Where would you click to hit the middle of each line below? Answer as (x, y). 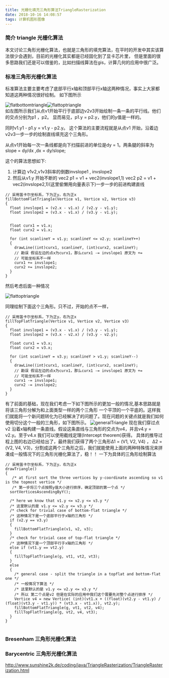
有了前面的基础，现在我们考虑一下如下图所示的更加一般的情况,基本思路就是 (83, 403)
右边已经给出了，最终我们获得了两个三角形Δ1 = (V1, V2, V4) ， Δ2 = (92, 441)
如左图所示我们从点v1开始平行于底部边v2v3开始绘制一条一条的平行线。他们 (83, 111)
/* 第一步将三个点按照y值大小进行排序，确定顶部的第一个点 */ (68, 487)
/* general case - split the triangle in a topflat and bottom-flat (88, 574)
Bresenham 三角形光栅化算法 (41, 639)
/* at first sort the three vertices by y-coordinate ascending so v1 (88, 478)
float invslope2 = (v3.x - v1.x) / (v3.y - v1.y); (64, 212)
